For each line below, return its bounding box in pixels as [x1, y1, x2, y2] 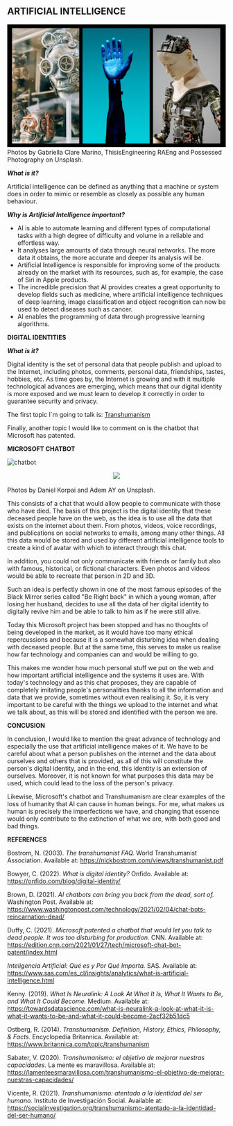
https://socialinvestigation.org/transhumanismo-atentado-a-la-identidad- [7, 1104, 216, 1112]
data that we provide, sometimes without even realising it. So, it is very [7, 693, 209, 701]
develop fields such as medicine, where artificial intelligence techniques [17, 291, 223, 299]
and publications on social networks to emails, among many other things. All [7, 529, 225, 537]
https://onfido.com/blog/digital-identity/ [7, 877, 121, 885]
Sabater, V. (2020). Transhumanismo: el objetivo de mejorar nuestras [7, 1054, 205, 1062]
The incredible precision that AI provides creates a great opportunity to [17, 283, 221, 291]
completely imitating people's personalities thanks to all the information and [7, 686, 223, 694]
